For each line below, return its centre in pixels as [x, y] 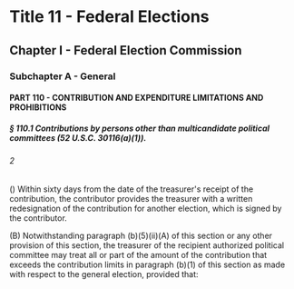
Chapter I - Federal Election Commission [126, 50]
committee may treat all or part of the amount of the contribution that [138, 254]
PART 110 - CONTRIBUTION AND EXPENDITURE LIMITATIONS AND [137, 98]
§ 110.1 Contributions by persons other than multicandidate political [140, 128]
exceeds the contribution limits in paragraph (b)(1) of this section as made [147, 264]
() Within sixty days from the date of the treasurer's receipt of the [132, 189]
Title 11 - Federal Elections [110, 17]
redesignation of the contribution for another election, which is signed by [146, 208]
